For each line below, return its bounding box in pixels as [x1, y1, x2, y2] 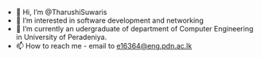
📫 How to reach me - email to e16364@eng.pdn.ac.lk [15, 42, 193, 50]
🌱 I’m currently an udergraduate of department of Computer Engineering [15, 24, 254, 33]
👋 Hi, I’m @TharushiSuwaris [15, 8, 107, 16]
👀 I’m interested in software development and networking [15, 16, 205, 25]
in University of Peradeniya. [15, 32, 107, 42]
